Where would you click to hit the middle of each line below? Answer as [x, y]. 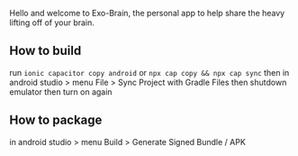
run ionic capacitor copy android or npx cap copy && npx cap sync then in [149, 72]
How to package [56, 120]
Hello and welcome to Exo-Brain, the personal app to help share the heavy [147, 13]
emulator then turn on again [61, 92]
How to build [45, 51]
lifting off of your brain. [52, 23]
